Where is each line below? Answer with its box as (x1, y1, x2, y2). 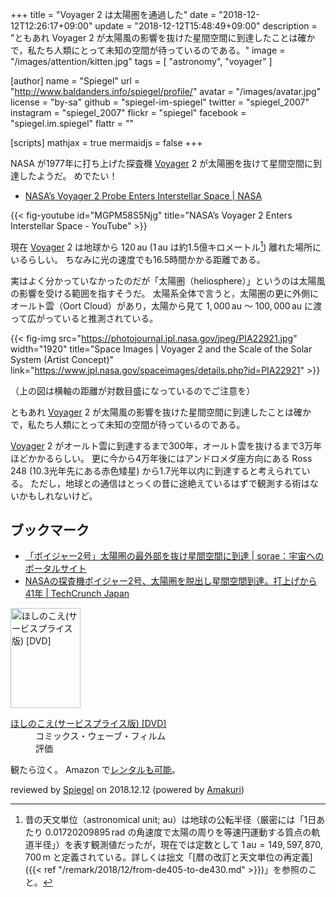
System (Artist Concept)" (10, 353, 115, 365)
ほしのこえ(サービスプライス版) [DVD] (10, 718, 167, 730)
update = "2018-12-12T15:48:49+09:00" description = (94, 20, 318, 32)
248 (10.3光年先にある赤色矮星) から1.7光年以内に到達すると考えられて (10, 464, 302, 477)
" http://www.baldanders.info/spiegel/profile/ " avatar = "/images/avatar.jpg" (10, 86, 322, 97)
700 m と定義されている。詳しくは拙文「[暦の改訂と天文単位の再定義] (24, 851, 313, 863)
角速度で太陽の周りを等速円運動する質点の (136, 826, 312, 838)
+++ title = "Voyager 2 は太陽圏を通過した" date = (10, 9, 217, 20)
